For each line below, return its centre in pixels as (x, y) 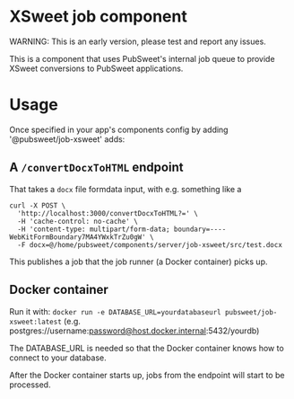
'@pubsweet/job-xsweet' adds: (67, 139)
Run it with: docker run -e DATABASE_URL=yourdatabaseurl (115, 311)
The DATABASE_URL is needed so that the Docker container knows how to (147, 348)
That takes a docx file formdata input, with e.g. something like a (125, 189)
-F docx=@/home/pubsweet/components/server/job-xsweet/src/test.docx (150, 244)
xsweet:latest (36, 322)
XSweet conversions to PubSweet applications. (96, 68)
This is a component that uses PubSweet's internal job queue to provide (142, 58)
